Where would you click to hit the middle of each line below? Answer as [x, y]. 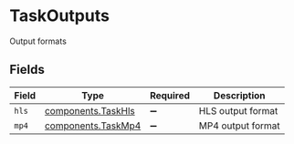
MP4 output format [239, 126]
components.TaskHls [89, 110]
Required [169, 95]
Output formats [38, 41]
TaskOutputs [59, 16]
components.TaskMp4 [93, 126]
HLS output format [238, 110]
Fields [27, 70]
